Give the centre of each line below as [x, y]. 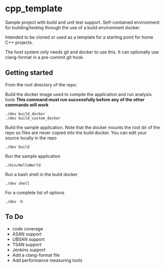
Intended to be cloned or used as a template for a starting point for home [79, 37]
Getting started [29, 73]
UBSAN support [28, 239]
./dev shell [17, 183]
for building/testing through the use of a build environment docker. [73, 27]
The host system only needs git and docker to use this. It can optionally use [82, 52]
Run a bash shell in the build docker [41, 174]
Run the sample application [33, 156]
